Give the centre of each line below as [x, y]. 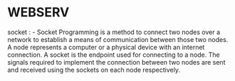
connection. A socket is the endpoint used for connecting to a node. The [114, 55]
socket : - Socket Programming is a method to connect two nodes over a [114, 32]
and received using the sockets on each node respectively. [94, 70]
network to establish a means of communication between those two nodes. [118, 39]
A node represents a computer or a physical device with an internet [106, 47]
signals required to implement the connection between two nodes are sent [116, 62]
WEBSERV [38, 12]
